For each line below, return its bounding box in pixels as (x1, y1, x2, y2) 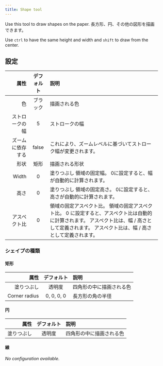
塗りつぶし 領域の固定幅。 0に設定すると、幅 (49, 170, 153, 176)
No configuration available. (5, 355, 60, 361)
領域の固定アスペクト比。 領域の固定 (49, 203, 134, 209)
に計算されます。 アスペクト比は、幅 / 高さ (49, 217, 147, 224)
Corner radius (7, 292, 39, 299)
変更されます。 (64, 148, 98, 155)
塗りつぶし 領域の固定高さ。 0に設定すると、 (49, 186, 153, 193)
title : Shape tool (5, 7, 42, 12)
